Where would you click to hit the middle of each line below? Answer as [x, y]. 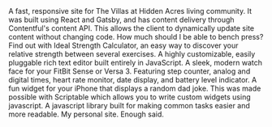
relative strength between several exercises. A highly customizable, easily [132, 54]
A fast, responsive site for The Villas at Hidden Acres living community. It [130, 11]
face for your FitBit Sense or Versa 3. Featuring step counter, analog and [130, 71]
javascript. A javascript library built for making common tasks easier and [129, 106]
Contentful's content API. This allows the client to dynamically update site [131, 28]
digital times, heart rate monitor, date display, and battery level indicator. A [133, 80]
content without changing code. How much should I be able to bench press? [136, 37]
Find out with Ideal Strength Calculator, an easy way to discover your [123, 45]
